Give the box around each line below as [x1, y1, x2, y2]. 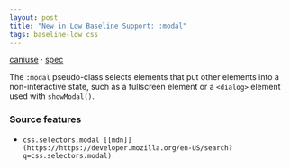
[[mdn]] [103, 136, 132, 145]
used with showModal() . [9, 91, 95, 102]
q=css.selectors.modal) [22, 151, 113, 160]
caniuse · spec [9, 55, 64, 66]
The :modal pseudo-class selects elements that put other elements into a [9, 72, 279, 83]
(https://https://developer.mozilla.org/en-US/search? [22, 143, 233, 153]
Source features [9, 113, 82, 126]
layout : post [9, 13, 59, 22]
